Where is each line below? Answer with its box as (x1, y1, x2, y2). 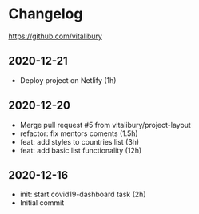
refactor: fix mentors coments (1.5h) (19, 129, 138, 138)
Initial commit (19, 198, 65, 208)
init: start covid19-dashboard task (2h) (19, 189, 146, 200)
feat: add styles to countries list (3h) (19, 137, 140, 146)
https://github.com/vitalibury (8, 31, 102, 41)
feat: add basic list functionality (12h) (19, 145, 142, 155)
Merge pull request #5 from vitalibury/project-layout (19, 120, 192, 129)
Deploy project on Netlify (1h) (19, 75, 117, 85)
